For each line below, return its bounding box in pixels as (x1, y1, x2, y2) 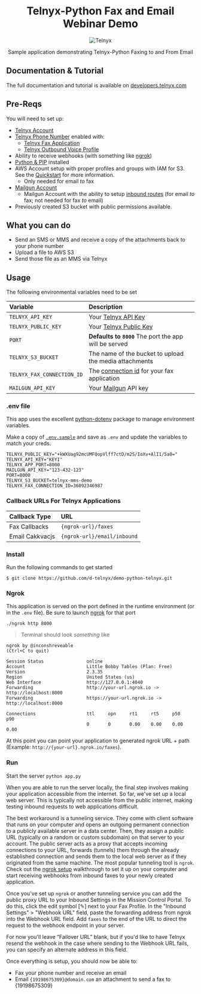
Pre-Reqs (6, 99, 42, 109)
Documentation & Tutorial (6, 66, 103, 76)
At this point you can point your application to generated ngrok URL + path (6, 737, 190, 744)
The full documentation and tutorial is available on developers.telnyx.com (6, 81, 187, 89)
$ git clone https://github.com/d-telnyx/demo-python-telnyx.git (6, 575, 172, 582)
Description (89, 303, 123, 311)
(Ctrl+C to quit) (6, 648, 50, 654)
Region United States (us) (6, 674, 135, 681)
